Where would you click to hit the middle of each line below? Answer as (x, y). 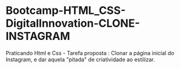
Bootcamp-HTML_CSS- (66, 11)
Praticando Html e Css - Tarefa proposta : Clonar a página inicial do (90, 53)
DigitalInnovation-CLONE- (73, 23)
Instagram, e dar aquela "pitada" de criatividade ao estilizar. (80, 59)
